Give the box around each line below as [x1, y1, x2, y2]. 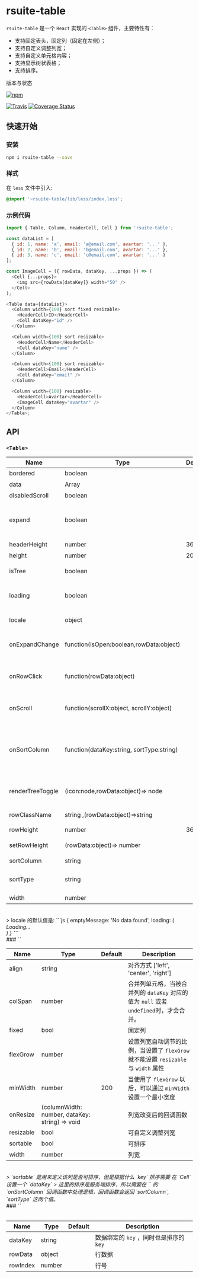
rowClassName [9, 811, 52, 819]
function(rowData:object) [65, 672, 135, 680]
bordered [9, 469, 36, 478]
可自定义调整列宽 [128, 1129, 176, 1137]
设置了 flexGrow [146, 1046, 190, 1055]
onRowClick [9, 672, 43, 680]
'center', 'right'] [128, 969, 172, 977]
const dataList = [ [6, 235, 54, 241]
